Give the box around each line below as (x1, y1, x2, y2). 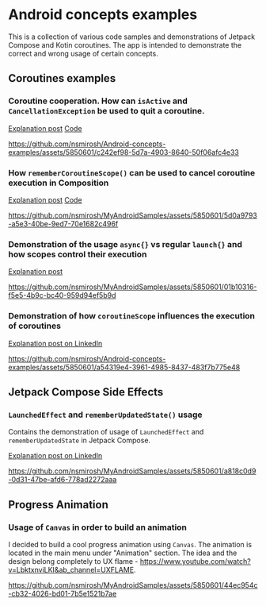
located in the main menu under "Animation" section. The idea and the (8, 548, 237, 558)
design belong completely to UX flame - (8, 556, 139, 565)
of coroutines (8, 320, 62, 331)
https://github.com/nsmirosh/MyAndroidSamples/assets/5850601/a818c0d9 (8, 466, 256, 476)
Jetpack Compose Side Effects (8, 385, 164, 399)
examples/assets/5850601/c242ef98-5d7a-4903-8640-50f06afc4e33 (8, 147, 239, 156)
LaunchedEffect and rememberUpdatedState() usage (8, 409, 203, 420)
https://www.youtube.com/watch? (139, 556, 251, 565)
